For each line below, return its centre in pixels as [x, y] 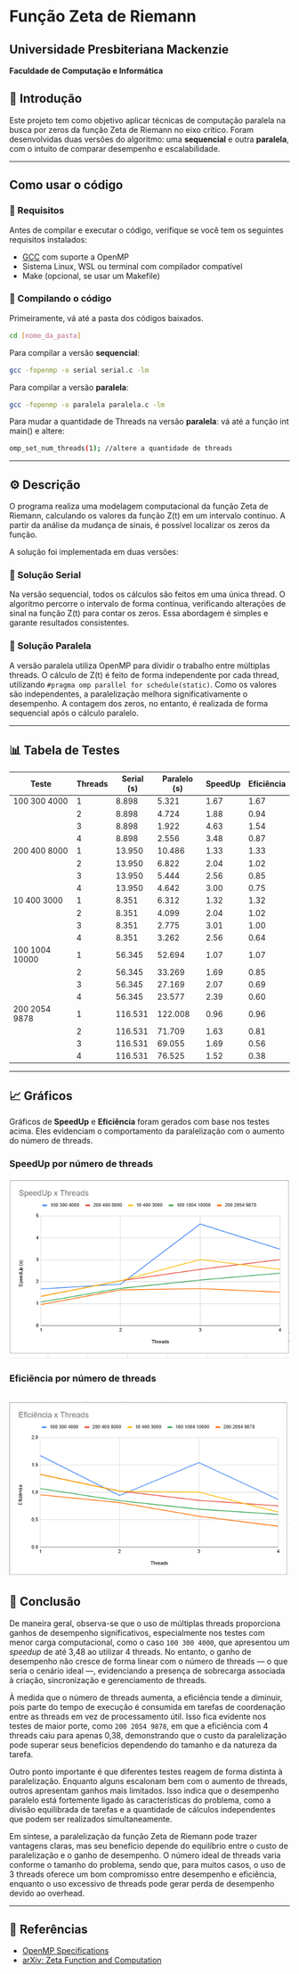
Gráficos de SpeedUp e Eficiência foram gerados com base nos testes [139, 1122]
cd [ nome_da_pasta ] [45, 335]
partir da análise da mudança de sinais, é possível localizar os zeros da [140, 525]
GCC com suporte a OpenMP [75, 257]
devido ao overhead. [47, 1893]
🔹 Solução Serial [45, 575]
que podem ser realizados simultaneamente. [91, 1819]
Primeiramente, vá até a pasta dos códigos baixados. [106, 318]
